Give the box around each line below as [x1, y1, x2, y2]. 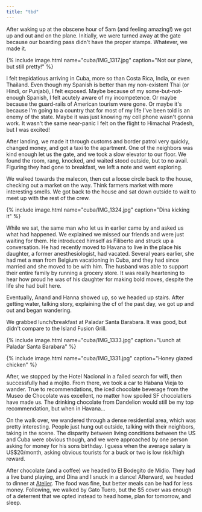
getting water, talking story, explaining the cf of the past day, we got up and [6, 300, 194, 307]
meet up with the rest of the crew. [6, 194, 90, 201]
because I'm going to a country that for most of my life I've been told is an [6, 106, 190, 114]
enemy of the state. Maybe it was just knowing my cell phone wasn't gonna [6, 113, 194, 120]
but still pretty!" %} [6, 63, 54, 70]
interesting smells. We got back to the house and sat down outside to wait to [6, 188, 196, 195]
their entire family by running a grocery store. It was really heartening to [6, 269, 185, 276]
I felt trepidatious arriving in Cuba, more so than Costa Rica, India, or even [6, 74, 190, 82]
